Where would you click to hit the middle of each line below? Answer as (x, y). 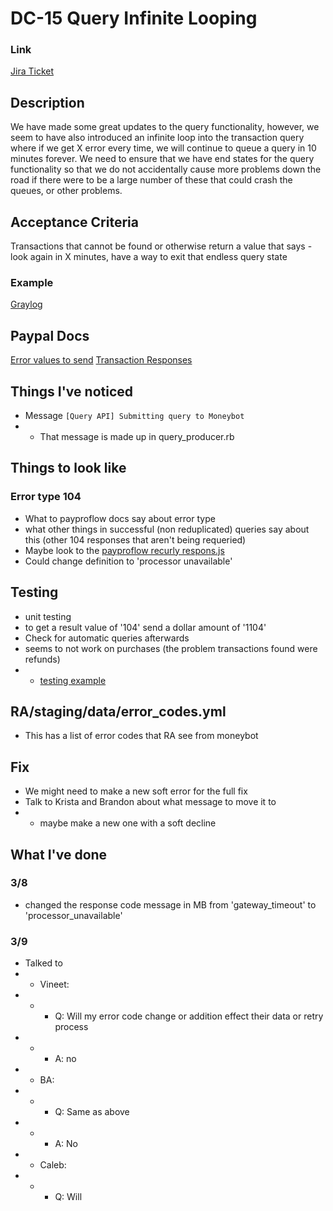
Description (47, 102)
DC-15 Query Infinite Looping (134, 18)
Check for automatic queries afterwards (107, 638)
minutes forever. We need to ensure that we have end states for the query (162, 159)
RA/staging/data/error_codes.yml (118, 711)
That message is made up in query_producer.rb (137, 437)
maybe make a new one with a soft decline (128, 823)
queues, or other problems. (66, 191)
